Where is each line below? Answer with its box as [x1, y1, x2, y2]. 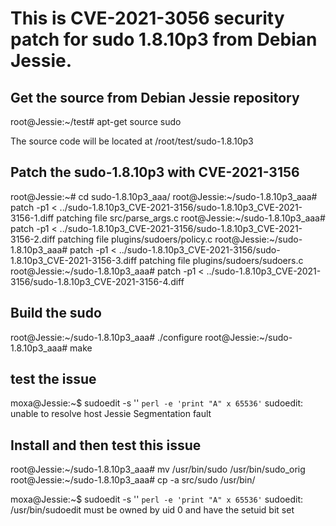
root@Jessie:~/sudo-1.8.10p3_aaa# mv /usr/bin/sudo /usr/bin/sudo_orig [10, 463, 306, 476]
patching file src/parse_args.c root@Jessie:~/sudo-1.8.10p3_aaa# [56, 212, 326, 224]
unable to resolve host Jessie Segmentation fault [10, 408, 212, 420]
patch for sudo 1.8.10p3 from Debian [10, 28, 318, 51]
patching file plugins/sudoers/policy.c [57, 233, 213, 245]
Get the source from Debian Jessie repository [10, 89, 300, 106]
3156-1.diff [10, 212, 55, 224]
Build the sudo [10, 305, 102, 322]
